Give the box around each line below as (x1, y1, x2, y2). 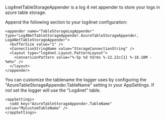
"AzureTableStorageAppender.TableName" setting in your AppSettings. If (5, 82, 155, 88)
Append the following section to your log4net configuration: (5, 19, 128, 25)
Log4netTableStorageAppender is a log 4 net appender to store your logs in (5, 4, 161, 10)
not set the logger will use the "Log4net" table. (5, 87, 101, 93)
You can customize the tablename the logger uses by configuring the (5, 77, 147, 83)
